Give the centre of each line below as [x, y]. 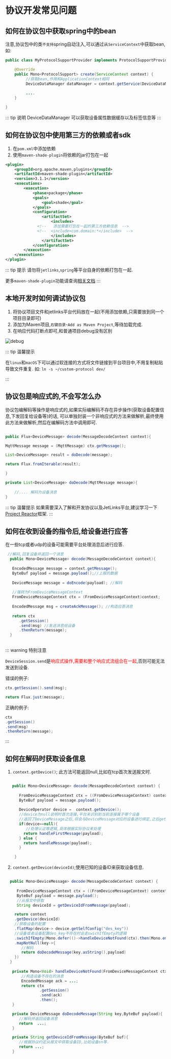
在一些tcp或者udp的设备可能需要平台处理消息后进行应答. [65, 545]
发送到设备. [17, 667]
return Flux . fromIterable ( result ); [43, 464]
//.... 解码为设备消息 [36, 492]
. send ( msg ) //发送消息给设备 [47, 626]
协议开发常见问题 [41, 10]
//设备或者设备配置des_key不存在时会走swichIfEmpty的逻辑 [71, 933]
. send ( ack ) [51, 995]
